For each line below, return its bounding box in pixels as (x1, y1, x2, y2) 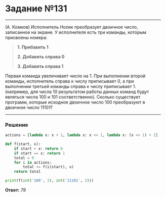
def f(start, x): (5, 142, 41, 147)
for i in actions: (14, 160, 52, 165)
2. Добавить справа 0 (17, 53, 65, 59)
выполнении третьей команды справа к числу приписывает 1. (5, 83, 136, 89)
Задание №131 (5, 3, 68, 14)
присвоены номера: (5, 34, 48, 40)
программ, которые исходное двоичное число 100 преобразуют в (5, 99, 145, 105)
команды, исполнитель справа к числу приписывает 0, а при (5, 78, 134, 84)
